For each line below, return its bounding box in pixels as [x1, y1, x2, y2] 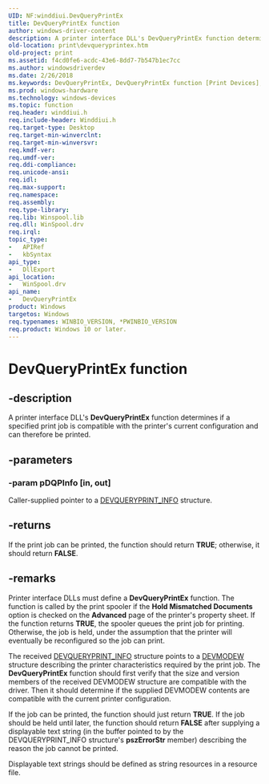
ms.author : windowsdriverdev [8, 64, 106, 72]
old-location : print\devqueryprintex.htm [8, 42, 149, 50]
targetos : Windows [8, 310, 70, 318]
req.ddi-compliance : [8, 161, 78, 169]
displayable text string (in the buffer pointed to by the [8, 726, 184, 736]
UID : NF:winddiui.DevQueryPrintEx [8, 11, 124, 20]
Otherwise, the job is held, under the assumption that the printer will [8, 627, 232, 636]
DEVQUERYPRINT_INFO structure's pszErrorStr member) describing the [8, 735, 247, 745]
